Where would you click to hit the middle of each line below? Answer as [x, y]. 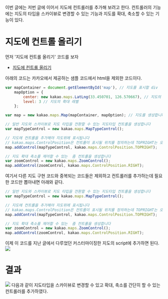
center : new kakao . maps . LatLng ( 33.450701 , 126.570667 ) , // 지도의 [92, 97]
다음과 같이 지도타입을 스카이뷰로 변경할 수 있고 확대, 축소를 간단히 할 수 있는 [86, 285]
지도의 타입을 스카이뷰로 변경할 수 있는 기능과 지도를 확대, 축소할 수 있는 [84, 14]
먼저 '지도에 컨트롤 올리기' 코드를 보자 [42, 57]
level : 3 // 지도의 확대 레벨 [51, 102]
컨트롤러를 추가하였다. [27, 291]
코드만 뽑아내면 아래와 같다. [37, 182]
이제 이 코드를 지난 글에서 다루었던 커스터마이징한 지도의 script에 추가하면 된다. [82, 243]
